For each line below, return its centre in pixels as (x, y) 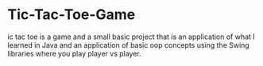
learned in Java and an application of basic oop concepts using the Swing (128, 45)
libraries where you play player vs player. (75, 53)
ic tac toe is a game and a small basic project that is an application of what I (131, 37)
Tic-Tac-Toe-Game (72, 15)
